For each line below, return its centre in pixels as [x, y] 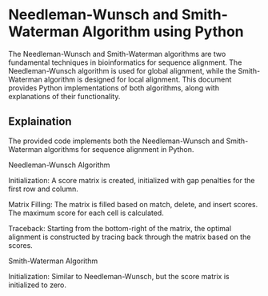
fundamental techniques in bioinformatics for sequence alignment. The [125, 62]
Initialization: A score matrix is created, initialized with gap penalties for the [132, 180]
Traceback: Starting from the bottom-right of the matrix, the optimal [120, 228]
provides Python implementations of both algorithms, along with [114, 88]
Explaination [40, 122]
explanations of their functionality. [64, 96]
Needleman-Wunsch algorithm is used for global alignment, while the [122, 70]
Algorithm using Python [163, 32]
